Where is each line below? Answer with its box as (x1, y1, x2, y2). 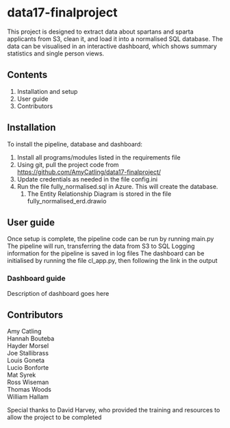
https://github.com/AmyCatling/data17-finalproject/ (16, 168, 162, 176)
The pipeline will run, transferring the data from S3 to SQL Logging (7, 242, 195, 251)
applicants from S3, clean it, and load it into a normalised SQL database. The (7, 34, 223, 42)
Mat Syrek (7, 371, 36, 379)
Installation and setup (16, 87, 78, 95)
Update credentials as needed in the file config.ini (16, 175, 158, 183)
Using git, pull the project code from (16, 160, 119, 168)
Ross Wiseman (7, 378, 49, 386)
